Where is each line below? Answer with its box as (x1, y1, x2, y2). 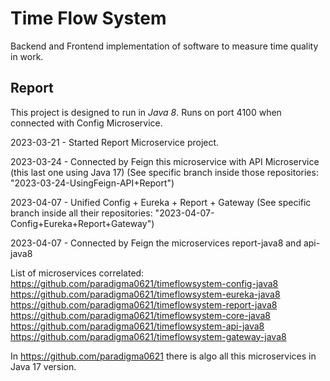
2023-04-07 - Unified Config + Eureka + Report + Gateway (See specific (10, 196, 312, 208)
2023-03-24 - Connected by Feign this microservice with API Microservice (10, 155, 320, 167)
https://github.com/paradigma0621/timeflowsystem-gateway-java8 (10, 330, 287, 342)
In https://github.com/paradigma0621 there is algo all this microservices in (10, 350, 317, 362)
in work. (10, 50, 44, 62)
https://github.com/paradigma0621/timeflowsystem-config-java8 (10, 277, 279, 289)
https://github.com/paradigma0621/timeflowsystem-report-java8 (10, 298, 278, 311)
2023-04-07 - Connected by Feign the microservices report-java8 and (10, 237, 302, 249)
